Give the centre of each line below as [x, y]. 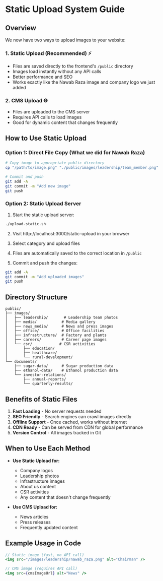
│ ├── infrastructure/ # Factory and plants [56, 335]
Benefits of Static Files [42, 399]
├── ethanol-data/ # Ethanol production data [66, 371]
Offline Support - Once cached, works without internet [70, 422]
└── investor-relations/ [40, 375]
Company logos [36, 470]
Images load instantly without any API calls [57, 72]
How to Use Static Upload [46, 138]
